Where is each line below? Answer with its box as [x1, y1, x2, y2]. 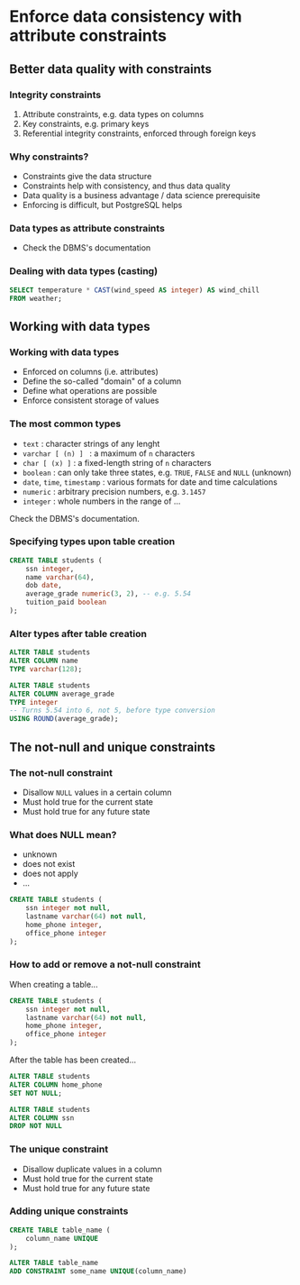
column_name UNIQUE [25, 1234, 99, 1243]
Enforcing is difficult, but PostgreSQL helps [22, 200, 183, 211]
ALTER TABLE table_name [9, 1259, 99, 1268]
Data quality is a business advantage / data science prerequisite [22, 190, 261, 201]
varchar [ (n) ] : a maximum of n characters [22, 448, 195, 459]
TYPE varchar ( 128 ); [9, 664, 83, 673]
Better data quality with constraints [9, 61, 213, 77]
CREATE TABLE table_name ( [9, 1226, 111, 1235]
